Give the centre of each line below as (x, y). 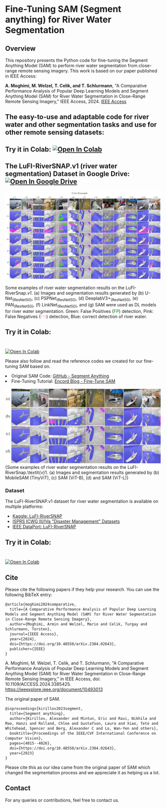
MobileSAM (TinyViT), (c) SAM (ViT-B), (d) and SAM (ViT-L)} (67, 478)
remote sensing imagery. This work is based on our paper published (88, 71)
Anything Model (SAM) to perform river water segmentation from (71, 66)
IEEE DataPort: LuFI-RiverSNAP (44, 527)
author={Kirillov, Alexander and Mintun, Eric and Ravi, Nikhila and (83, 718)
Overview (21, 48)
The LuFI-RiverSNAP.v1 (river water (61, 166)
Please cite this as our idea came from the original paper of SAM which (78, 767)
